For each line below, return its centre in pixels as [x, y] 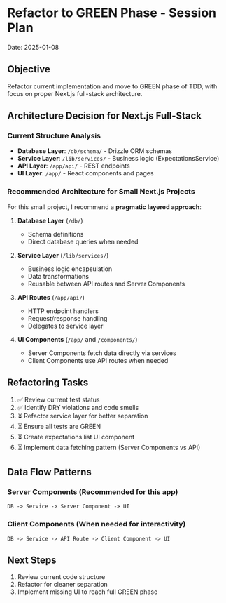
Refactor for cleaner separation [63, 585]
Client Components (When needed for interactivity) [97, 524]
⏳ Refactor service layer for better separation [83, 416]
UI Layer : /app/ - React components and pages [85, 173]
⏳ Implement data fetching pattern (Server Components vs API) [109, 447]
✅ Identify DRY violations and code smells [78, 407]
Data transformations [58, 276]
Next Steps [32, 560]
